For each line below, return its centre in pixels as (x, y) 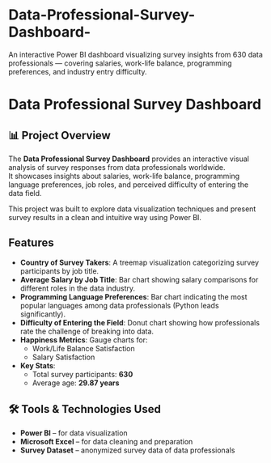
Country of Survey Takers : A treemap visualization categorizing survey (140, 262)
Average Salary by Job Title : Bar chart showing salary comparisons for (139, 279)
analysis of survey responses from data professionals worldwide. (117, 167)
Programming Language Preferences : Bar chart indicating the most (134, 296)
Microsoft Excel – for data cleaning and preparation (106, 441)
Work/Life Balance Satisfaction (83, 348)
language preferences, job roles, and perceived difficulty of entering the (129, 185)
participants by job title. (59, 271)
